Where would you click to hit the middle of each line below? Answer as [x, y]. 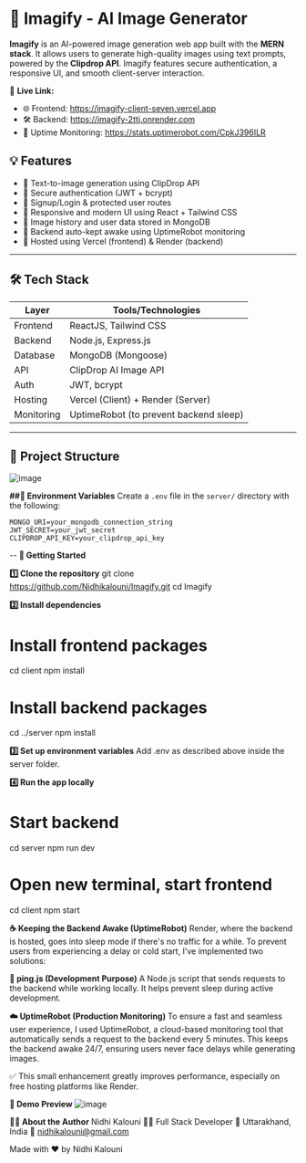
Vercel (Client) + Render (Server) [140, 399]
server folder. [35, 764]
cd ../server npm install [53, 733]
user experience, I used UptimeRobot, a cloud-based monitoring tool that [147, 1030]
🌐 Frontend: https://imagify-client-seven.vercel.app [119, 108]
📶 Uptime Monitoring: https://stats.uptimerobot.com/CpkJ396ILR [144, 132]
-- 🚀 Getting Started [48, 555]
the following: [35, 506]
